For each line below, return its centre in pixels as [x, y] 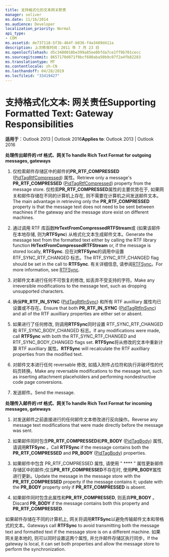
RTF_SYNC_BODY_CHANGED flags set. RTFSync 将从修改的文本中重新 [86, 342]
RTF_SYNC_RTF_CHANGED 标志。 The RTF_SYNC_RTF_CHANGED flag [86, 257]
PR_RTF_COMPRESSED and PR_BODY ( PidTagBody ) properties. [79, 453]
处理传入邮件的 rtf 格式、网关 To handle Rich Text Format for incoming [79, 403]
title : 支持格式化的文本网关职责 [36, 10]
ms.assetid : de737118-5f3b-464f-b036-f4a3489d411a [60, 43]
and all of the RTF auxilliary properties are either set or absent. [77, 313]
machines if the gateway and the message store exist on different [80, 212]
